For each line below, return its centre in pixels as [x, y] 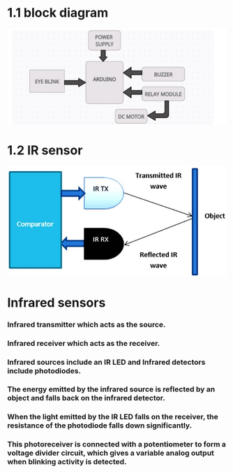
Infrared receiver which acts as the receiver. [84, 343]
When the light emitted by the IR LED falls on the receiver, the [113, 417]
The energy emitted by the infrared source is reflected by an [111, 389]
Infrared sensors [57, 303]
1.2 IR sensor [45, 150]
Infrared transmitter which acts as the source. [87, 324]
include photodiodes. [44, 370]
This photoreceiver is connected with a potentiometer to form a [117, 444]
